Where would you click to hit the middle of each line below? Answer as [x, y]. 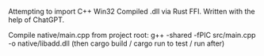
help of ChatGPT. [36, 20]
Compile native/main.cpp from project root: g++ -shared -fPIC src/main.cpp [132, 35]
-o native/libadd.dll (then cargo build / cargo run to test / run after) [117, 43]
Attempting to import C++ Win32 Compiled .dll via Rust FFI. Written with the [132, 11]
